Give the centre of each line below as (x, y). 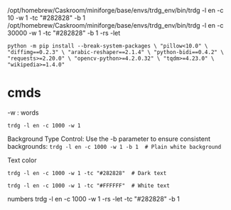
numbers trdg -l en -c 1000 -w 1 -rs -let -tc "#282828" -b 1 (93, 199)
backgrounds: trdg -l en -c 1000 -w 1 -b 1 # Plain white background (114, 146)
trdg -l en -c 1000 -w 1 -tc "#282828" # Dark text (87, 173)
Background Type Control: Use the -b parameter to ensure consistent (109, 139)
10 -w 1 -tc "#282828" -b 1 (46, 18)
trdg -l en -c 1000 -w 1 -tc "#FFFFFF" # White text (89, 185)
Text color (22, 160)
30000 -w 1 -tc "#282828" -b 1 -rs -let (64, 33)
